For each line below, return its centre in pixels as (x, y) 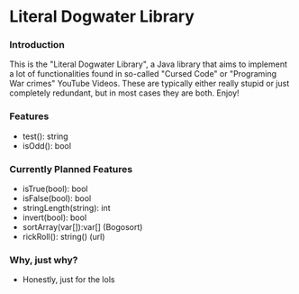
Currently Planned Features (71, 169)
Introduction (37, 45)
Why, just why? (44, 260)
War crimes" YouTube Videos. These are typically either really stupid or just (149, 84)
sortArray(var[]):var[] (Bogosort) (82, 227)
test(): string (45, 136)
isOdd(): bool (47, 145)
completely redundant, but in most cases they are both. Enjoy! (125, 93)
